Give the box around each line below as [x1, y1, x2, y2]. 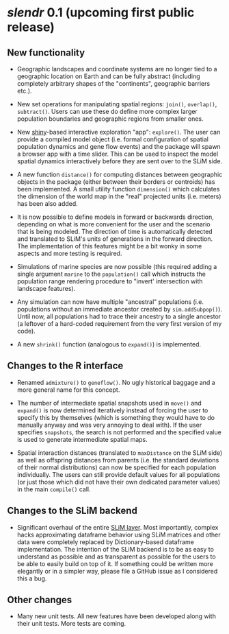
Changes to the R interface [7, 360, 124, 372]
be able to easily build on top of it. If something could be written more [16, 559, 213, 567]
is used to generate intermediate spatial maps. [16, 435, 148, 443]
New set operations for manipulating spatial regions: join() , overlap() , [16, 100, 217, 108]
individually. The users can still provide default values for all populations [16, 470, 221, 478]
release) [7, 19, 55, 35]
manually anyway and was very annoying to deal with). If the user [16, 421, 202, 429]
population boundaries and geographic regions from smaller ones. [16, 115, 204, 123]
